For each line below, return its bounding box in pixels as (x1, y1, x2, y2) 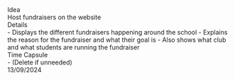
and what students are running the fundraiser (7, 43, 140, 51)
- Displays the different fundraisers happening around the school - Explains (7, 28, 228, 36)
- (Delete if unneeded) (7, 58, 72, 67)
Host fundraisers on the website (7, 13, 102, 21)
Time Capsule (7, 51, 48, 59)
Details (7, 21, 28, 29)
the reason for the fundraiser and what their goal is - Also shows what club (7, 35, 226, 44)
